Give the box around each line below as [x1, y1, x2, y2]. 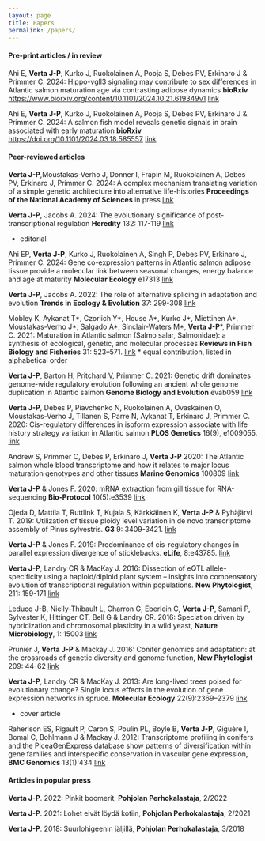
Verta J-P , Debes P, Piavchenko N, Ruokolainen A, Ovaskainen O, [8, 402, 222, 412]
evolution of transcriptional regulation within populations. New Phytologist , [8, 580, 253, 590]
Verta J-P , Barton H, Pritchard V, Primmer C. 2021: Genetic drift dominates [8, 371, 252, 380]
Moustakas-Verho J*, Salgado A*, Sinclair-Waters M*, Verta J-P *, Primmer [8, 322, 255, 331]
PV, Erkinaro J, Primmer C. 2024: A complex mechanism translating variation [8, 178, 258, 187]
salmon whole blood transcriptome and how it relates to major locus [8, 460, 229, 470]
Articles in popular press [8, 775, 91, 785]
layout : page [8, 11, 51, 20]
